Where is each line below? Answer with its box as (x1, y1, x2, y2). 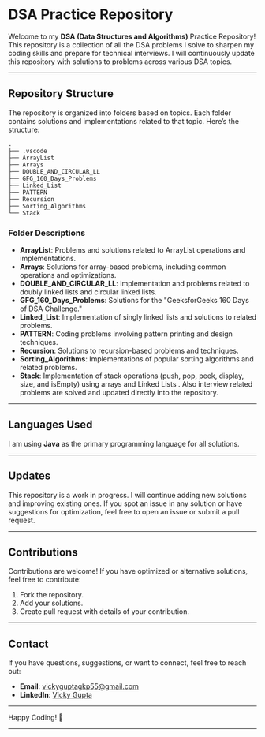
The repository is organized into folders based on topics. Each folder (8, 108, 231, 118)
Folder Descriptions (8, 227, 85, 238)
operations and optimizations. (19, 271, 117, 280)
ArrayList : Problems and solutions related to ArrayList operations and (19, 245, 246, 255)
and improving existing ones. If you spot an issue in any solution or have (8, 499, 243, 508)
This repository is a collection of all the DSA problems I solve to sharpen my (8, 39, 255, 49)
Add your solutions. (19, 598, 84, 608)
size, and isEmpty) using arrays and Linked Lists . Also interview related (19, 380, 253, 389)
